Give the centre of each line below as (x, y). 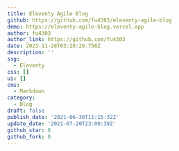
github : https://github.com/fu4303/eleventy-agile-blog (89, 20)
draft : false (26, 111)
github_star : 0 (29, 130)
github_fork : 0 (29, 136)
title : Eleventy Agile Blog (48, 14)
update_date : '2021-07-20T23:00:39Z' (62, 124)
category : (22, 98)
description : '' (31, 53)
